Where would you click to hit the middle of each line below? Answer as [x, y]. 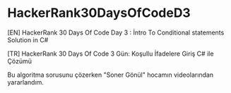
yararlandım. [26, 82]
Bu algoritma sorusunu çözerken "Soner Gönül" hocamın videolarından [111, 75]
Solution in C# [28, 39]
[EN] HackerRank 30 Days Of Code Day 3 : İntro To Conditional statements [116, 32]
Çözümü [19, 61]
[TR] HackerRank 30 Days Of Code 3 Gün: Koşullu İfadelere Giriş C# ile [111, 54]
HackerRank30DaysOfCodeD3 [99, 13]
